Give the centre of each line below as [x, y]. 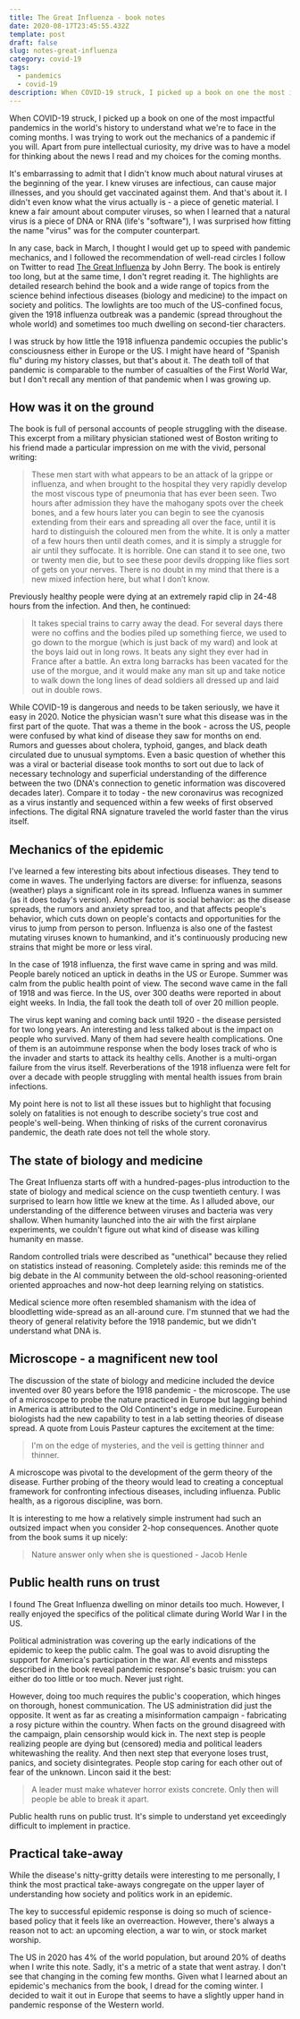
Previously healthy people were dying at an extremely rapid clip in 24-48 [143, 597]
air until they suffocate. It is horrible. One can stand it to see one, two [158, 550]
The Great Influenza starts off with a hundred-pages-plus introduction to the [150, 1181]
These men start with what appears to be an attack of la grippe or [152, 474]
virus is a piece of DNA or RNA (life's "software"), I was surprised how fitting [150, 221]
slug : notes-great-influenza [63, 51]
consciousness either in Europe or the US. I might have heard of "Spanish [145, 351]
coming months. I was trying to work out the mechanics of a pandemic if [142, 137]
